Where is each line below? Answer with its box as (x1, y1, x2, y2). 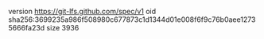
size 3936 (46, 23, 80, 32)
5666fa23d (8, 23, 45, 32)
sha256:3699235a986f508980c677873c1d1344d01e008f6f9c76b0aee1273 (8, 15, 256, 24)
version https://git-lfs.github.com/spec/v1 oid (8, 7, 157, 16)
